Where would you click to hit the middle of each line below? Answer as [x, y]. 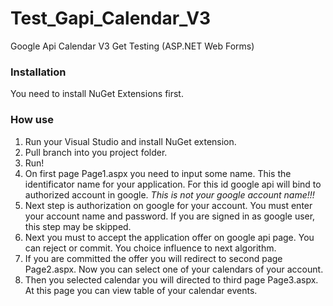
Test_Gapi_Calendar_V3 [111, 18]
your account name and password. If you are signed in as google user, [170, 216]
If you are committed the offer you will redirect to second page [153, 258]
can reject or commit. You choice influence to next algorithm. [150, 248]
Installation [38, 72]
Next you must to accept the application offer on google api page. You [169, 237]
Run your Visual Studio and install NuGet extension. [130, 141]
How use [32, 120]
